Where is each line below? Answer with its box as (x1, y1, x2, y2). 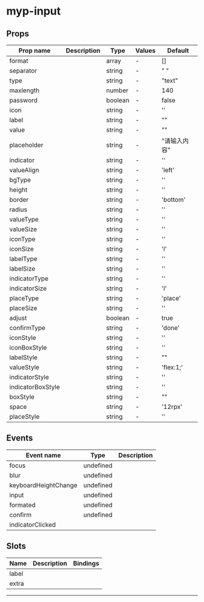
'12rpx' (161, 402, 183, 411)
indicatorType (9, 274, 49, 283)
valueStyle (9, 363, 39, 371)
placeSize (9, 304, 38, 312)
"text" (161, 76, 178, 84)
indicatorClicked (9, 520, 56, 529)
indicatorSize (9, 284, 47, 293)
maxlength (9, 86, 39, 95)
